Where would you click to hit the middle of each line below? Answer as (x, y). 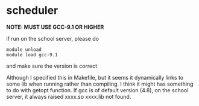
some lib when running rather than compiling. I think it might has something (100, 84)
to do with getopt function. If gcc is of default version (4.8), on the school (97, 90)
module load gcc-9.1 (32, 54)
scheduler (32, 10)
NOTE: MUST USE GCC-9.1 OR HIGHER (55, 27)
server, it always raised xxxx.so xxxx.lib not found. (69, 96)
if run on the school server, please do (53, 38)
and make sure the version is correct (52, 66)
